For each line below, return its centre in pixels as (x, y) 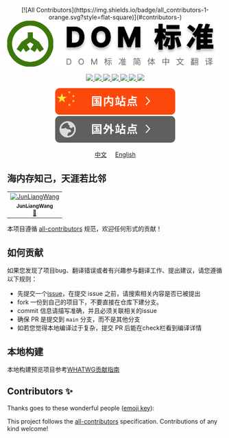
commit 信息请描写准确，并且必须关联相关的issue (87, 311)
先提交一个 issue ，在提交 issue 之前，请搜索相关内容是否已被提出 (109, 294)
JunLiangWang (35, 206)
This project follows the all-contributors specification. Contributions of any (112, 421)
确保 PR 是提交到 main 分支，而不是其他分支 (79, 319)
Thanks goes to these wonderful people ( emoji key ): (81, 408)
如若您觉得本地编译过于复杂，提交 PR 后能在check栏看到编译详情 (109, 328)
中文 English (115, 154)
